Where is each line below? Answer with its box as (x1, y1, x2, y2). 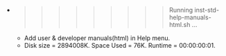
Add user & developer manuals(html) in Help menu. (24, 34, 171, 42)
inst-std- (193, 6, 220, 14)
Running (168, 6, 193, 14)
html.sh (168, 21, 191, 28)
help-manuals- (168, 13, 211, 21)
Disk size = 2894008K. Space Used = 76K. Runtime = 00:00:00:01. (24, 41, 216, 49)
